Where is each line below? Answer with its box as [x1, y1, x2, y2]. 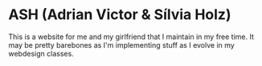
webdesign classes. [8, 49, 74, 58]
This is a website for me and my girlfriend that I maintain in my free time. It [8, 32, 255, 41]
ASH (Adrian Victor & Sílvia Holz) [8, 6, 231, 24]
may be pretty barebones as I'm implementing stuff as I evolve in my [8, 40, 235, 49]
